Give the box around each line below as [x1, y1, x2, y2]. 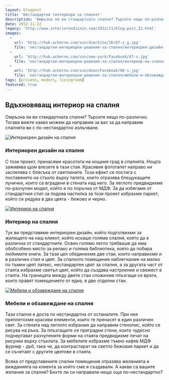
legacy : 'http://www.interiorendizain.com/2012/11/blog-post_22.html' [5, 26, 156, 31]
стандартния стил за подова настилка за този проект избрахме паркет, [5, 191, 159, 197]
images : [5, 31, 22, 36]
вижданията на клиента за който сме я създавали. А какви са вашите [5, 364, 155, 370]
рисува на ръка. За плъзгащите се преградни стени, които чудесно [5, 327, 150, 333]
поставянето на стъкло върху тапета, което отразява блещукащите [5, 174, 151, 180]
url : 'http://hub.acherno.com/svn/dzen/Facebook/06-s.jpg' [14, 68, 141, 73]
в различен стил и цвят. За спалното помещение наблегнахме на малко [5, 256, 160, 262]
